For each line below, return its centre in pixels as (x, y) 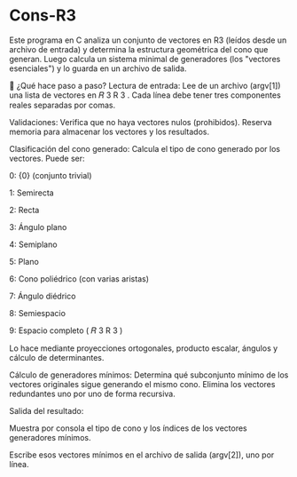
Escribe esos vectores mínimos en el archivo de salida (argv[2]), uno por (142, 455)
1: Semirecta (32, 193)
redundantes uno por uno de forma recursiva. (92, 394)
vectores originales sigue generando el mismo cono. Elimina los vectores (142, 384)
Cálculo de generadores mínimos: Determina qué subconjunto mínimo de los (149, 375)
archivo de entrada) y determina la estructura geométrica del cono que (139, 49)
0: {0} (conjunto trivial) (51, 175)
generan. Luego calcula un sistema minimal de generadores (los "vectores (145, 59)
